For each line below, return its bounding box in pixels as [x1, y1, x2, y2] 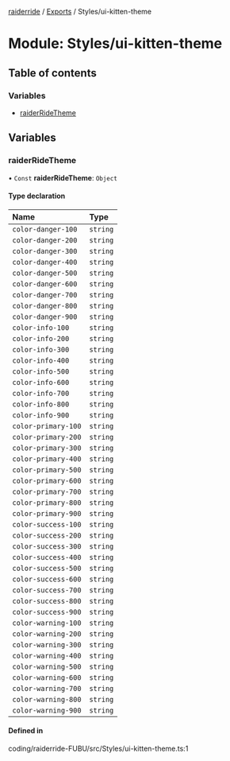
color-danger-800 [12, 301, 78, 310]
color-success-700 [12, 585, 82, 595]
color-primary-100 [12, 421, 82, 430]
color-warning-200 [12, 629, 82, 639]
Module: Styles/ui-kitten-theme [8, 35, 223, 52]
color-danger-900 [12, 312, 78, 321]
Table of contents [8, 66, 97, 80]
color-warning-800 [12, 695, 82, 704]
